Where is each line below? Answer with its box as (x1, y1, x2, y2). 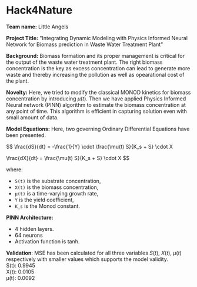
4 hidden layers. (14, 225, 54, 232)
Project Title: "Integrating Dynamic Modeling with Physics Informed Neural (6, 34, 188, 41)
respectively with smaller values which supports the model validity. (6, 255, 169, 263)
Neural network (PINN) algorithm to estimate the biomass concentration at (6, 101, 186, 108)
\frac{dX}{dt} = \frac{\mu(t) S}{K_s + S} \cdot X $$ (6, 154, 130, 161)
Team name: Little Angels (6, 23, 69, 30)
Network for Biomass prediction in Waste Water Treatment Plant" (6, 41, 163, 48)
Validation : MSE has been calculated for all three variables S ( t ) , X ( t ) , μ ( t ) (6, 249, 182, 256)
